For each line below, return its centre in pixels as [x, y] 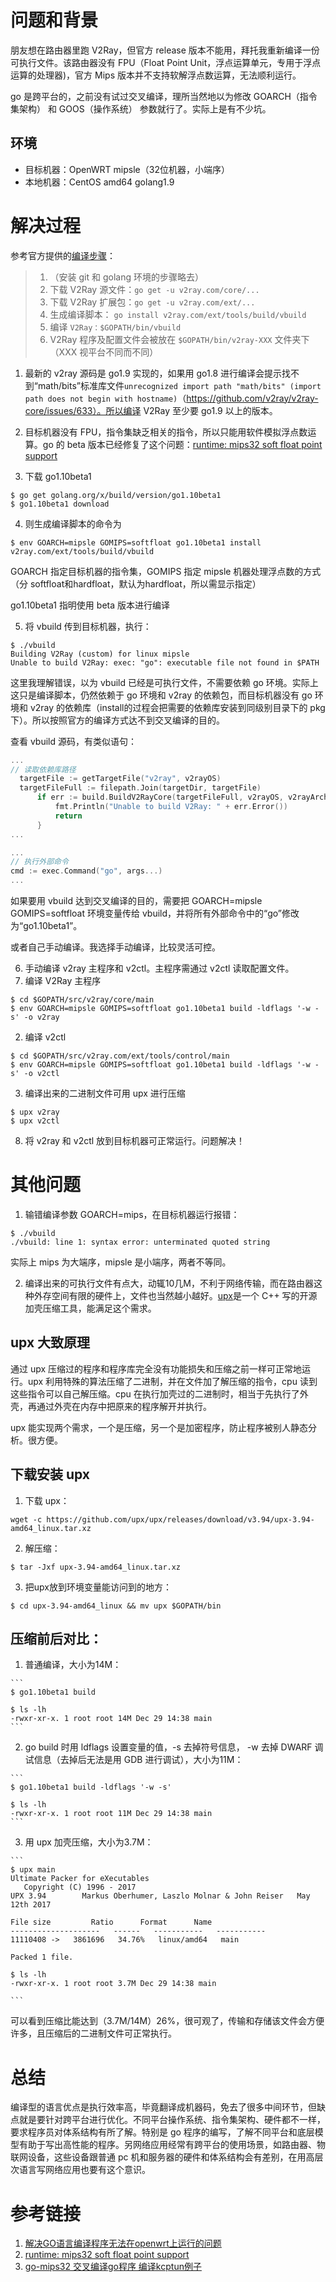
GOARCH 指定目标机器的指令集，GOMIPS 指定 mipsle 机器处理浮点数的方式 [166, 571]
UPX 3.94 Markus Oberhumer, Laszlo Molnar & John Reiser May [160, 1896]
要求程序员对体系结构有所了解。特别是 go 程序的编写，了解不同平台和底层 [162, 2132]
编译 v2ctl [45, 1037]
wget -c [26, 1519]
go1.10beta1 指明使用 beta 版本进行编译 [90, 605]
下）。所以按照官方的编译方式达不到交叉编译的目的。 [117, 720]
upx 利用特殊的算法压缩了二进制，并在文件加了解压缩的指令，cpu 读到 [172, 1381]
